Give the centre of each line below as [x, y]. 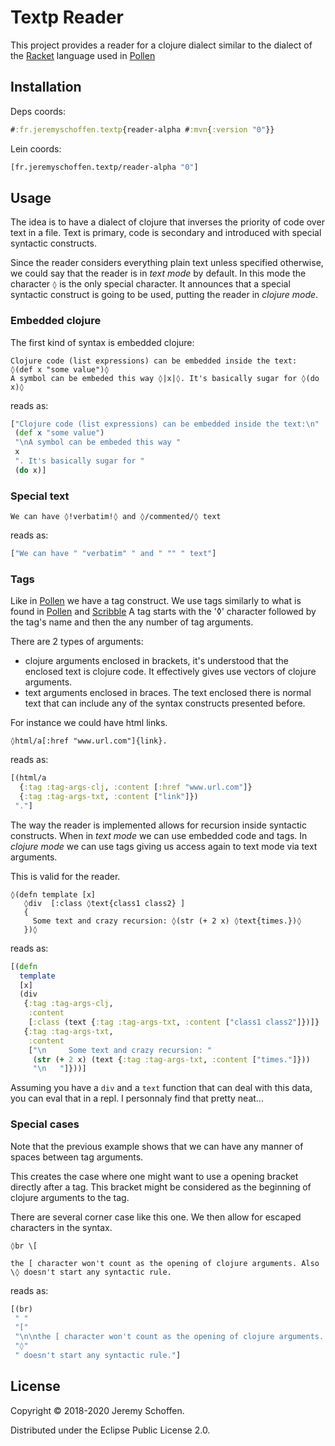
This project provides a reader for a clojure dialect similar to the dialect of [161, 45]
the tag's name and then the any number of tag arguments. [132, 622]
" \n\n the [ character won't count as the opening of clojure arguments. [169, 1337]
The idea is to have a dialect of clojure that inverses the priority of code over [167, 222]
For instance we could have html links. [89, 723]
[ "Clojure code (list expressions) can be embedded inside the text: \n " [165, 424]
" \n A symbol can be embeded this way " [98, 442]
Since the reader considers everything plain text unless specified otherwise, [167, 263]
